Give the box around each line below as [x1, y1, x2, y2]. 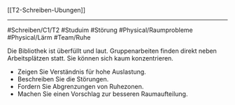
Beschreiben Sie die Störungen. [17, 75, 109, 83]
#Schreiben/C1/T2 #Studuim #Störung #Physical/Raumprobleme [7, 26, 194, 34]
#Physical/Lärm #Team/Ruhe [7, 33, 91, 41]
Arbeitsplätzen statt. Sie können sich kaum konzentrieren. [7, 54, 173, 62]
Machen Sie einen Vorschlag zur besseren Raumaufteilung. [17, 90, 188, 98]
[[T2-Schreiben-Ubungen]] [7, 6, 86, 14]
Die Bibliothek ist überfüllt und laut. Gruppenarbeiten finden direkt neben [7, 47, 217, 55]
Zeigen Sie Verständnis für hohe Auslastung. [17, 67, 147, 76]
